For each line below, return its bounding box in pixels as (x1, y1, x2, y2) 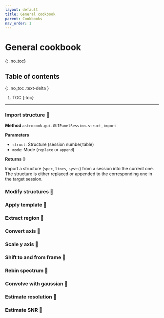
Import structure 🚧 (5, 111, 50, 118)
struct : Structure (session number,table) (12, 141, 94, 147)
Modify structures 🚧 (5, 188, 54, 195)
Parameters (5, 132, 29, 138)
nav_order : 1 (5, 21, 32, 26)
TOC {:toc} (12, 95, 34, 100)
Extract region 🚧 (5, 215, 44, 222)
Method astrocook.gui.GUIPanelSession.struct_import (5, 123, 117, 129)
